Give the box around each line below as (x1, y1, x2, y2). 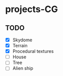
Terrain (12, 43, 28, 49)
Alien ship (12, 65, 34, 71)
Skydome (12, 37, 33, 43)
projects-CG (5, 4, 58, 15)
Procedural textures (12, 48, 54, 54)
